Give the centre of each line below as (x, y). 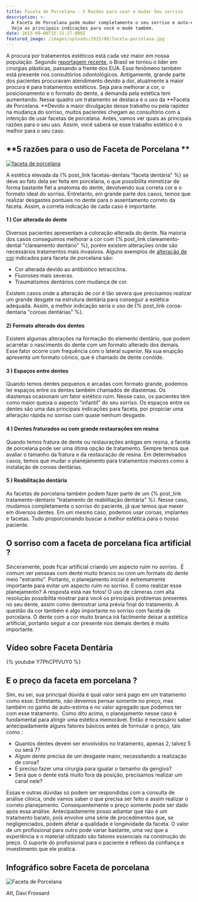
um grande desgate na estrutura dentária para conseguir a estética (88, 300)
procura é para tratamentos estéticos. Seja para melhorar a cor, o (85, 87)
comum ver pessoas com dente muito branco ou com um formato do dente (97, 573)
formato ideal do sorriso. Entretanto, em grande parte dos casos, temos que (98, 194)
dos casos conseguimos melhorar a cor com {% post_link (76, 239)
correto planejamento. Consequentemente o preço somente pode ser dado (97, 805)
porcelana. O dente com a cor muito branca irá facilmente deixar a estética (97, 617)
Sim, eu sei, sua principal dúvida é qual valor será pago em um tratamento (96, 695)
